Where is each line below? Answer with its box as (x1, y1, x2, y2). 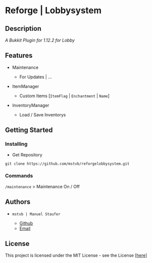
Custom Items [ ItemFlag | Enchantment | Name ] (19, 93, 110, 99)
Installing (5, 141, 28, 148)
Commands (5, 173, 33, 179)
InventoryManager (12, 102, 50, 108)
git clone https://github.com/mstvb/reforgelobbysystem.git (5, 161, 130, 166)
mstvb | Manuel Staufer (12, 212, 61, 217)
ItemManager (12, 83, 39, 89)
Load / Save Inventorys (19, 111, 66, 117)
